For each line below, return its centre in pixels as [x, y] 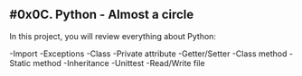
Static [20, 63]
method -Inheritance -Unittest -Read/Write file [119, 63]
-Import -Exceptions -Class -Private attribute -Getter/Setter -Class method [148, 54]
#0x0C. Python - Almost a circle [102, 15]
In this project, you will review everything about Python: [113, 36]
